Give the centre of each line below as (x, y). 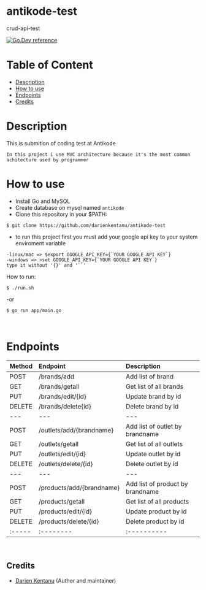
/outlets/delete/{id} (66, 464)
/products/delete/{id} (69, 521)
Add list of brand (150, 377)
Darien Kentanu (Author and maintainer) (66, 580)
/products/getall (62, 501)
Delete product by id (155, 521)
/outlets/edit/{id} (62, 454)
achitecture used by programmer (48, 160)
